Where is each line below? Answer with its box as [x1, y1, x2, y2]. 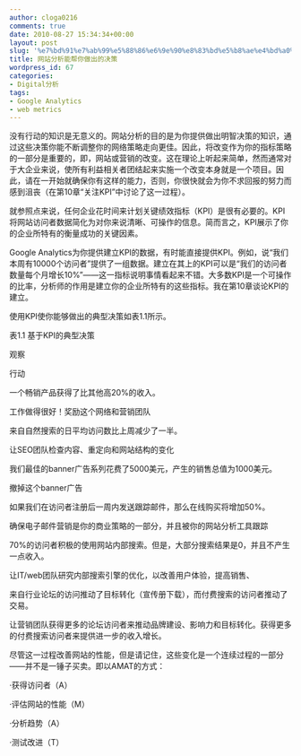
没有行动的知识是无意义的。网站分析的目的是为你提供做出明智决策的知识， [9, 131, 284, 142]
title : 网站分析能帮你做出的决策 [9, 55, 118, 64]
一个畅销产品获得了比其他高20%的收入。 [9, 387, 161, 398]
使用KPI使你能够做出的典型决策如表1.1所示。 [9, 311, 172, 322]
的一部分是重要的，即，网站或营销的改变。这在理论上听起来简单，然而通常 [9, 153, 284, 164]
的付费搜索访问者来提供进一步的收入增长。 [9, 630, 167, 641]
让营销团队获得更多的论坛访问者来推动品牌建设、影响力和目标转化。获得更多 [9, 620, 292, 630]
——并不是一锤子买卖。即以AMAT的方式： [9, 661, 166, 672]
